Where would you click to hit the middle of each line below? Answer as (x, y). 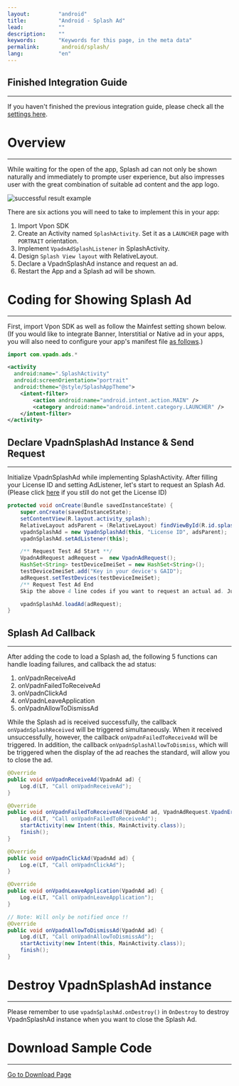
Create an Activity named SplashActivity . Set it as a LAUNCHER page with (123, 233)
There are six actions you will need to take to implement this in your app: (113, 212)
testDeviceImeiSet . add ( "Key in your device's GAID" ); (101, 571)
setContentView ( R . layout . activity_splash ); (86, 518)
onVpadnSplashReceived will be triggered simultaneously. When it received (115, 730)
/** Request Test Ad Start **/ (67, 552)
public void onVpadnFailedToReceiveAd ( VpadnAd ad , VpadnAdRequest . (110, 813)
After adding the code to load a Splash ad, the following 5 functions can (112, 657)
